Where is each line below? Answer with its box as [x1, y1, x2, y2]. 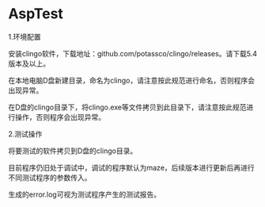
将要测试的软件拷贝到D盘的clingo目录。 [8, 146, 138, 155]
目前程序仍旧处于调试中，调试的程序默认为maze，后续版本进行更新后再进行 [8, 163, 255, 172]
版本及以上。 [8, 59, 50, 68]
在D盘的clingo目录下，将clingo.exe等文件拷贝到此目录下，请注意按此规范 [8, 102, 247, 112]
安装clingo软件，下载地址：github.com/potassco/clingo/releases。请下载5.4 [8, 48, 257, 58]
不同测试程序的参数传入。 [8, 172, 92, 182]
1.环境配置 [8, 32, 41, 41]
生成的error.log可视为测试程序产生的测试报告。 [8, 190, 161, 199]
